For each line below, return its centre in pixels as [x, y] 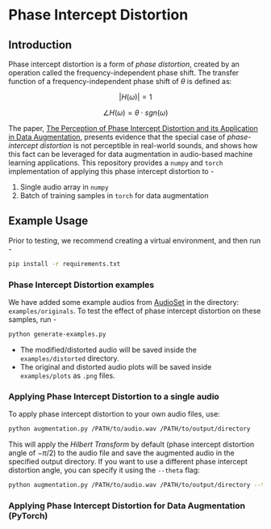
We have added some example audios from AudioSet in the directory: [124, 302]
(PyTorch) [28, 515]
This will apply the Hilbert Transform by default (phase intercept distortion [131, 444]
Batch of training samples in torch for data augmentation [114, 195]
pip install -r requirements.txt [65, 264]
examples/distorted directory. [69, 358]
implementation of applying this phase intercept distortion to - [111, 171]
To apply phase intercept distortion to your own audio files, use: [114, 414]
